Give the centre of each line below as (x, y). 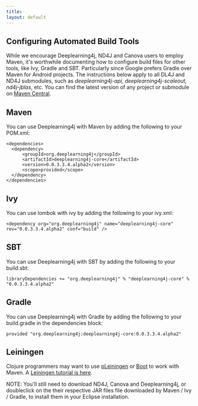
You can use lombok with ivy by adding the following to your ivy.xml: (90, 213)
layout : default (26, 17)
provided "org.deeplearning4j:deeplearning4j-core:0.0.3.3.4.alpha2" (94, 334)
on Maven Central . (29, 93)
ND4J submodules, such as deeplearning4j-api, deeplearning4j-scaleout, (97, 81)
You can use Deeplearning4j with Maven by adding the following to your (94, 127)
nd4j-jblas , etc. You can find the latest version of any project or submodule (98, 88)
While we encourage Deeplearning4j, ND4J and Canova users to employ (95, 56)
